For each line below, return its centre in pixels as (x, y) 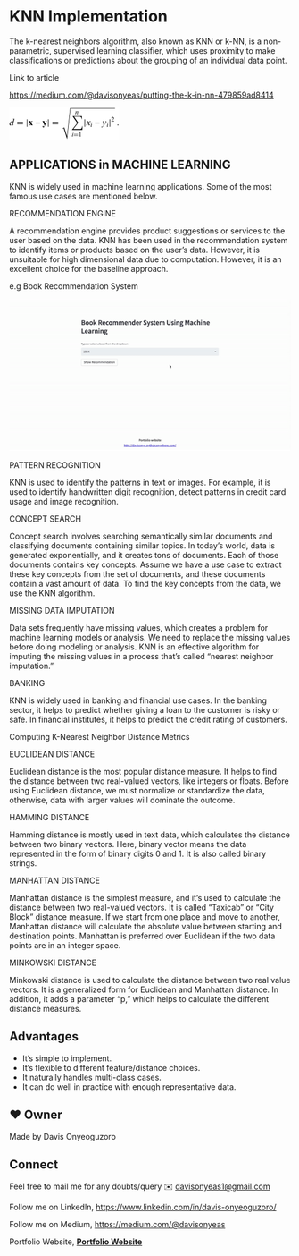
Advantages (44, 1036)
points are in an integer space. (65, 945)
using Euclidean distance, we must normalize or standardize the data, (137, 790)
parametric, (30, 50)
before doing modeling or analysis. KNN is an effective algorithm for (134, 647)
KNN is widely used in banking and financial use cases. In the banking (138, 700)
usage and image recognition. (64, 501)
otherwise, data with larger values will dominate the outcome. (122, 800)
